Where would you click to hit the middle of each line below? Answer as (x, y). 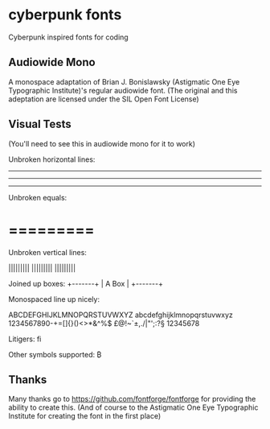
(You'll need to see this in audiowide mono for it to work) (102, 143)
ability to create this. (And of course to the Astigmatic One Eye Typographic (133, 407)
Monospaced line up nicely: (54, 299)
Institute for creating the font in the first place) (85, 416)
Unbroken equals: (38, 197)
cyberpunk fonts (65, 15)
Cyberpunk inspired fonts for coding (68, 37)
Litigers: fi (25, 339)
